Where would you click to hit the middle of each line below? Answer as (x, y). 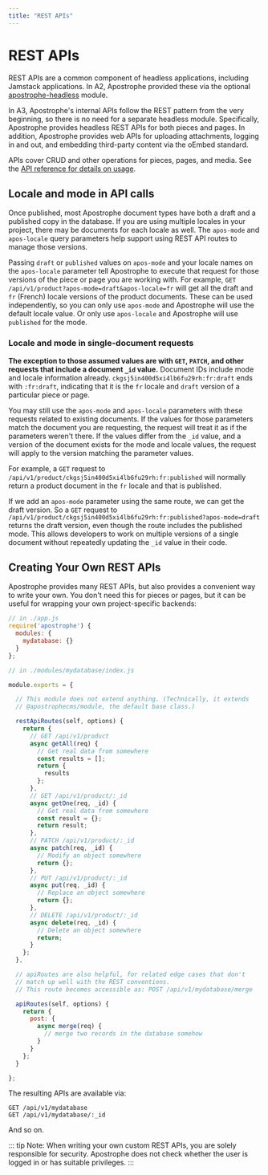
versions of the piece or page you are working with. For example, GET (122, 280)
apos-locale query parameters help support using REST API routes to (123, 238)
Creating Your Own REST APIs (85, 568)
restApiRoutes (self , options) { (70, 722)
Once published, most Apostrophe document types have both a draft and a (132, 213)
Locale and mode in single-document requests (101, 344)
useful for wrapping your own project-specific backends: (102, 604)
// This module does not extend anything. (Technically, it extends (132, 699)
